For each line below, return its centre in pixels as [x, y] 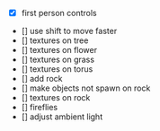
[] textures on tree [55, 40]
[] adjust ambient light [62, 117]
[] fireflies [40, 108]
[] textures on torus [57, 69]
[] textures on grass [58, 60]
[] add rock [42, 79]
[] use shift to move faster [69, 31]
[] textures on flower [59, 50]
